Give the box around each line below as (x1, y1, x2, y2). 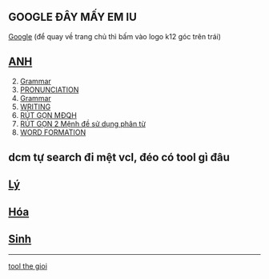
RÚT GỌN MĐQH (19, 110, 78, 119)
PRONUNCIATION (19, 84, 79, 95)
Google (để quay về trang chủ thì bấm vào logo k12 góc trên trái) (8, 31, 222, 41)
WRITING (19, 102, 51, 111)
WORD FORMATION (19, 127, 86, 137)
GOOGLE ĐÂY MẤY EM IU (8, 10, 138, 24)
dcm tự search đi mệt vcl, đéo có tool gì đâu (8, 151, 231, 164)
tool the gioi (8, 261, 48, 271)
